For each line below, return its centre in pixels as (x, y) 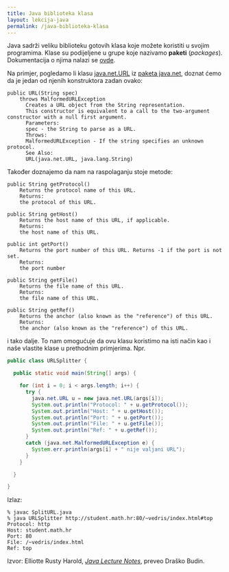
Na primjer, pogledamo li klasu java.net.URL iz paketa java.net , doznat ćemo (114, 73)
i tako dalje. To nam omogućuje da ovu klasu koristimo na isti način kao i (109, 341)
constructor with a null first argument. (67, 117)
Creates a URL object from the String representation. (105, 105)
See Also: (39, 153)
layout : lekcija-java (38, 20)
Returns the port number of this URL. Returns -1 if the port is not (121, 251)
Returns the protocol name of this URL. (78, 190)
